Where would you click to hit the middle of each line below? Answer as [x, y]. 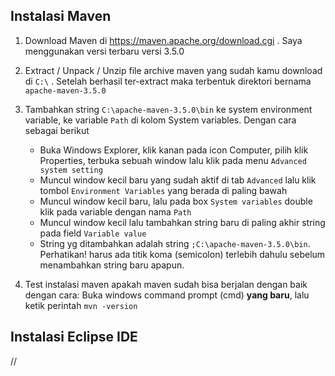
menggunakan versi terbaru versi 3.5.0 [104, 51]
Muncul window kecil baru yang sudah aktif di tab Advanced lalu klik [178, 180]
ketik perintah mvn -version [81, 305]
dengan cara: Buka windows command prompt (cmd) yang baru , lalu [167, 295]
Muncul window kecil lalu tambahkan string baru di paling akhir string [182, 222]
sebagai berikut [57, 130]
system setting [71, 170]
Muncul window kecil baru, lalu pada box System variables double [176, 201]
